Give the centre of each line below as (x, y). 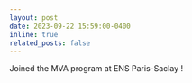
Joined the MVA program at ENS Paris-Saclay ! (96, 69)
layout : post (34, 18)
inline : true (34, 34)
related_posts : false (50, 43)
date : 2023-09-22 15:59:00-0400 (70, 26)
